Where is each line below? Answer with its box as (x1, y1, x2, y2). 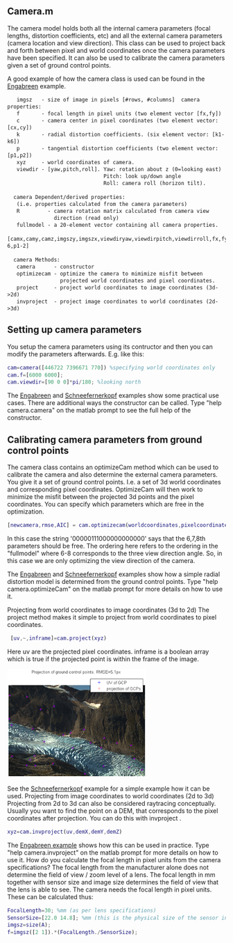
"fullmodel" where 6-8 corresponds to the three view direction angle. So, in (7, 549, 223, 557)
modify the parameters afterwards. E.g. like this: (7, 349, 144, 358)
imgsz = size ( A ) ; (7, 921, 51, 928)
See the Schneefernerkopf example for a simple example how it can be (7, 784, 210, 793)
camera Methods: (13, 256, 60, 263)
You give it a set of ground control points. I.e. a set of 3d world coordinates (7, 478, 221, 486)
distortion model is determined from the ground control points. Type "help (7, 577, 218, 585)
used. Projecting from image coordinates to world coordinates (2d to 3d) (7, 791, 214, 800)
